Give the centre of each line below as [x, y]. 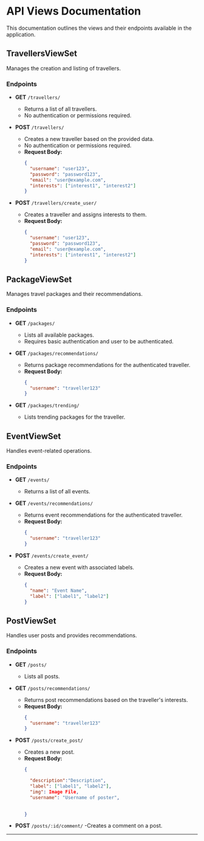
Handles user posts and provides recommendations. [72, 636]
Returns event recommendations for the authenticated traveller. [104, 515]
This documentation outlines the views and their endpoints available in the [99, 28]
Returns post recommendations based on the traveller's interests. [106, 699]
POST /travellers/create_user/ [56, 203]
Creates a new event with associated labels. [79, 568]
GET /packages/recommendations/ [57, 353]
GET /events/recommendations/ [54, 503]
